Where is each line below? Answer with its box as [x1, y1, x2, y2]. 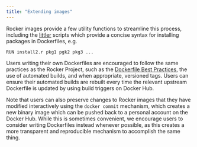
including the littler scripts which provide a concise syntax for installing [6, 31, 179, 39]
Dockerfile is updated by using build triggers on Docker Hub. [6, 84, 154, 92]
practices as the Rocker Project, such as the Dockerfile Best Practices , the [6, 66, 188, 73]
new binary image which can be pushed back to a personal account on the [6, 108, 188, 116]
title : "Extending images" [6, 8, 73, 15]
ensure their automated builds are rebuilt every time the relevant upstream [6, 78, 188, 85]
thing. [6, 134, 21, 141]
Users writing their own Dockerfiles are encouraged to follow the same [6, 59, 179, 66]
